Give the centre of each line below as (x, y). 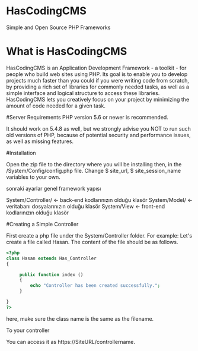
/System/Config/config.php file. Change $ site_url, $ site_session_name (94, 170)
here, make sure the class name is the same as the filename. (80, 318)
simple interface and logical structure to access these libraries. (83, 93)
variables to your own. (33, 177)
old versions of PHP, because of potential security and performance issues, (98, 135)
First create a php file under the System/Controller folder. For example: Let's (99, 235)
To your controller (28, 330)
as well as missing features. (40, 141)
